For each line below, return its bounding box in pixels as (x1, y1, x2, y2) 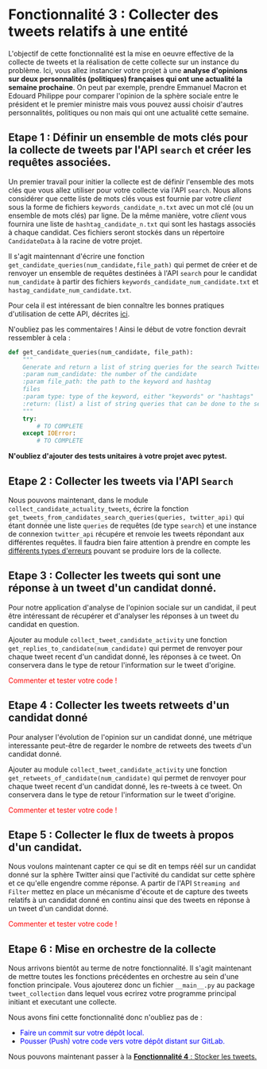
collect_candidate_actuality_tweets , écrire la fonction (8, 503, 189, 513)
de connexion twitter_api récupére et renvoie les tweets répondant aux (8, 529, 245, 538)
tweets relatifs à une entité (8, 22, 188, 41)
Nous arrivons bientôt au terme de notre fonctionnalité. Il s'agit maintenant (8, 963, 252, 973)
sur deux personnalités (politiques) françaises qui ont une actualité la (8, 74, 243, 83)
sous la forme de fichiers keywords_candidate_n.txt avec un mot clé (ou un (8, 202, 254, 211)
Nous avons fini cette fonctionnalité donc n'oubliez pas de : (8, 1013, 203, 1022)
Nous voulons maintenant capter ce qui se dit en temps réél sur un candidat (8, 862, 257, 871)
